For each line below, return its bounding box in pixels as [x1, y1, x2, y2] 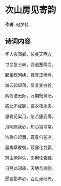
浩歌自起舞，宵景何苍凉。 [5, 134, 56, 140]
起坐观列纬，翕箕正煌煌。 [5, 72, 56, 78]
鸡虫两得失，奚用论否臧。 [5, 155, 56, 161]
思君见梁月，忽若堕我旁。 [5, 113, 56, 119]
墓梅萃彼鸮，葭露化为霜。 [5, 145, 56, 150]
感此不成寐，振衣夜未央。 [5, 103, 56, 109]
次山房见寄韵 [5, 4, 57, 16]
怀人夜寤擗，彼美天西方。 [5, 51, 56, 57]
